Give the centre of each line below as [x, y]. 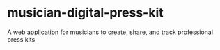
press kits [21, 39]
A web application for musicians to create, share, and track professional [110, 32]
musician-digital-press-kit [85, 13]
